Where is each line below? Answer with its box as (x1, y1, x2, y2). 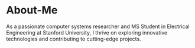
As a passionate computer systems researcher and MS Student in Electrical (6, 23, 190, 30)
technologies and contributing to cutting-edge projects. (6, 35, 141, 42)
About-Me (6, 4, 58, 17)
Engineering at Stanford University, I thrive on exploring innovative (6, 29, 168, 36)
